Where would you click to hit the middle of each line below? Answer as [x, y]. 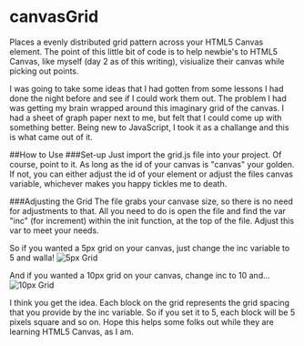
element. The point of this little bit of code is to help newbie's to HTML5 [144, 51]
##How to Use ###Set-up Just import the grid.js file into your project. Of [146, 154]
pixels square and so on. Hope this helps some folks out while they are [142, 321]
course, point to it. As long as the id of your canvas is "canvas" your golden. [152, 164]
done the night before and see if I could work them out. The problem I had [148, 98]
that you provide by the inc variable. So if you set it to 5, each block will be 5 [152, 312]
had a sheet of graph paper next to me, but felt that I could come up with [146, 117]
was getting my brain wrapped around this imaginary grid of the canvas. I [147, 107]
